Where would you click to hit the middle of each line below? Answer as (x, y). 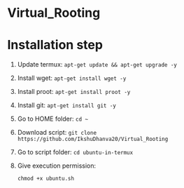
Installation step (55, 45)
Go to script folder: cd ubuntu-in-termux (75, 152)
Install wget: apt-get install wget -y (72, 78)
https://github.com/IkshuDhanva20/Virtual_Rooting (93, 139)
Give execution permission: (57, 166)
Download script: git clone (57, 133)
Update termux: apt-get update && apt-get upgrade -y (97, 65)
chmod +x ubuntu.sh (46, 179)
